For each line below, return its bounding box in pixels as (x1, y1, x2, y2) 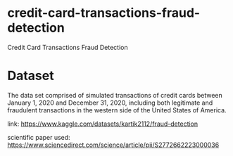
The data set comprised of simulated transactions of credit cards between (7, 91, 223, 99)
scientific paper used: (7, 133, 70, 141)
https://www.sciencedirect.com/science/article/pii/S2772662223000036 (7, 141, 220, 149)
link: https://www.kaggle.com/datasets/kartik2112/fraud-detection (7, 119, 199, 128)
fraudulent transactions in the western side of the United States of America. (7, 105, 227, 114)
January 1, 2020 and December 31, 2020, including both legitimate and (7, 98, 213, 107)
